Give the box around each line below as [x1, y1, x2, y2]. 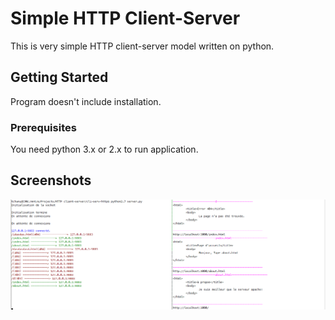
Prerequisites [10, 120, 77, 134]
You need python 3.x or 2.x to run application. [10, 143, 199, 156]
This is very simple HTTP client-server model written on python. [10, 40, 275, 52]
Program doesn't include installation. [10, 95, 162, 107]
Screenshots [10, 172, 92, 189]
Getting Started [10, 69, 109, 86]
